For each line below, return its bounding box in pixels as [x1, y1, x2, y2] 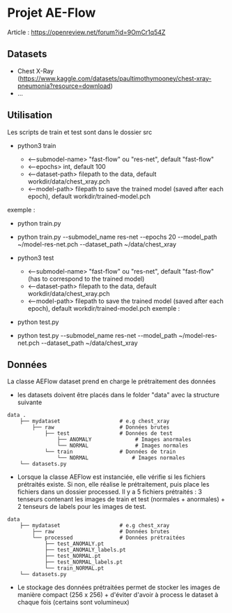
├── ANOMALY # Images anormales [56, 436, 192, 443]
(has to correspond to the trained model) [27, 274, 145, 283]
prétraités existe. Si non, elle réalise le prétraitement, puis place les [17, 480, 210, 489]
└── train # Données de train [44, 448, 176, 455]
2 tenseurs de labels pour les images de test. [17, 503, 147, 511]
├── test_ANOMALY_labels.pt [44, 547, 127, 554]
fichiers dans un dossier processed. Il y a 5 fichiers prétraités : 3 [17, 487, 202, 496]
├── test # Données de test [44, 430, 173, 437]
